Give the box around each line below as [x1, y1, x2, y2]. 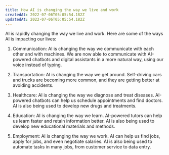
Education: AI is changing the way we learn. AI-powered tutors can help [12, 113, 162, 119]
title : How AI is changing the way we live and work [5, 7, 119, 13]
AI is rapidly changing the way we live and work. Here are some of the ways [5, 31, 163, 37]
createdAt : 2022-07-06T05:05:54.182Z [5, 12, 85, 17]
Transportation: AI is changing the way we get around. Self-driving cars [12, 72, 162, 78]
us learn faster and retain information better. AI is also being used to [12, 118, 155, 124]
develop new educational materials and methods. [12, 123, 115, 129]
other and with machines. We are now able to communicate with [12, 51, 147, 57]
